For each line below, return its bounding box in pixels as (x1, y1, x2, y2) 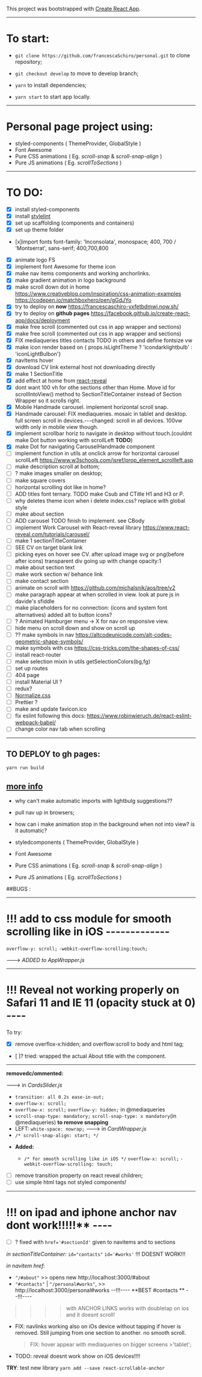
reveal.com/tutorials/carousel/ (14, 530, 90, 538)
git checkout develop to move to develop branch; (14, 69, 139, 77)
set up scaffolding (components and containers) (14, 219, 135, 226)
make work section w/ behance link (14, 570, 103, 578)
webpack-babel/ (14, 719, 56, 726)
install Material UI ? (14, 678, 63, 685)
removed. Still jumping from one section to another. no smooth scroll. (14, 1329, 186, 1337)
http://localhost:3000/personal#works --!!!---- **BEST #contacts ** (14, 1287, 185, 1294)
